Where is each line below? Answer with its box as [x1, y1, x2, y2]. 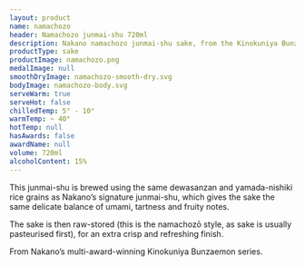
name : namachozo [9, 22, 71, 31]
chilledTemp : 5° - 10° [9, 106, 95, 115]
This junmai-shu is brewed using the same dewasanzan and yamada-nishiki [9, 182, 293, 192]
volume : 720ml [9, 148, 64, 157]
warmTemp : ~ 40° [9, 114, 71, 123]
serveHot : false [9, 97, 71, 107]
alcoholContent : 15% [9, 156, 88, 166]
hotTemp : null [9, 123, 64, 133]
